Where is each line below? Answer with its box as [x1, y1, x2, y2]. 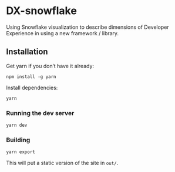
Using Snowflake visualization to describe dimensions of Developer [6, 23, 169, 31]
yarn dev [6, 122, 28, 129]
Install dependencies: [6, 84, 58, 91]
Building [6, 136, 31, 144]
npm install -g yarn [6, 73, 57, 80]
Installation [6, 47, 48, 57]
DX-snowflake [6, 4, 78, 18]
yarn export [6, 149, 35, 155]
